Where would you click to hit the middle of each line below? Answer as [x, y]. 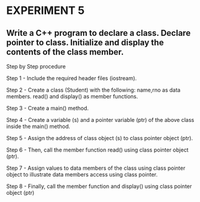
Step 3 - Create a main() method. [48, 108]
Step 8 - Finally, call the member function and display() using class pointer [99, 186]
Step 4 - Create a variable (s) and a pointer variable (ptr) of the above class [100, 120]
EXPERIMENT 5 [45, 11]
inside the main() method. [38, 126]
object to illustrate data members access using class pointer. [82, 174]
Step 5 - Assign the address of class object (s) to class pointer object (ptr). [100, 138]
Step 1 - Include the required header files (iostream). [72, 78]
